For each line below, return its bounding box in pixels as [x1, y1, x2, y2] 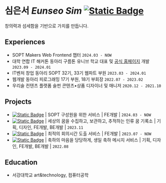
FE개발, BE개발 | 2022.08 [19, 143, 69, 149]
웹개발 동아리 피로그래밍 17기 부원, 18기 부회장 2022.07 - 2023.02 [12, 76, 143, 82]
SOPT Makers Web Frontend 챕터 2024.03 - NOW [12, 52, 112, 58]
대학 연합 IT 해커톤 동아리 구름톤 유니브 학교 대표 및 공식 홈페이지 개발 [12, 58, 150, 64]
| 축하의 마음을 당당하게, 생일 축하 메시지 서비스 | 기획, [45, 136, 152, 143]
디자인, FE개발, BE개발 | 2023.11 [19, 124, 84, 130]
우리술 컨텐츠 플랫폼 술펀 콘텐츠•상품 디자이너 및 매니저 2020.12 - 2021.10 [12, 82, 161, 88]
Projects [5, 98, 32, 106]
